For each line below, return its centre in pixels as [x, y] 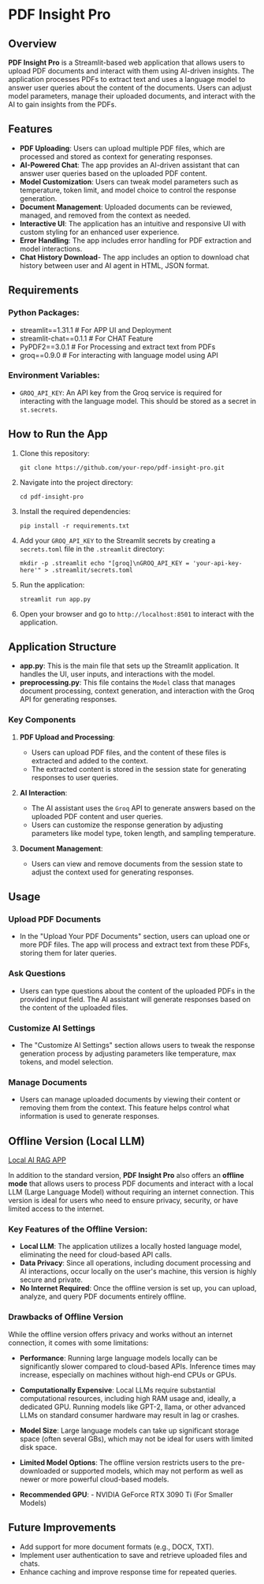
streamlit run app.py [55, 599]
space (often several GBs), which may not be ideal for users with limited [136, 1439]
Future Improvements [62, 1528]
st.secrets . [38, 409]
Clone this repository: [54, 453]
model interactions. [51, 248]
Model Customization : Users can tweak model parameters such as [129, 181]
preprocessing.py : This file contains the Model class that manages [127, 683]
